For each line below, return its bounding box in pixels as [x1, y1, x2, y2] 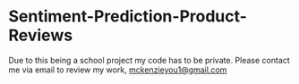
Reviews [8, 25, 73, 46]
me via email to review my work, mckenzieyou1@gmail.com [8, 64, 227, 75]
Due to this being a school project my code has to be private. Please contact [8, 55, 290, 65]
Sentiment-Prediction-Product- [8, 6, 248, 27]
